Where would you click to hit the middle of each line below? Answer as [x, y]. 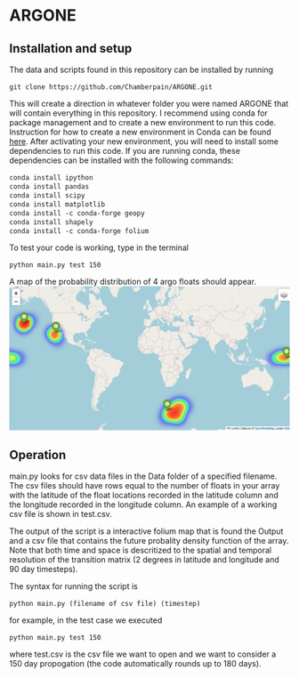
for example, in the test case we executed [86, 620]
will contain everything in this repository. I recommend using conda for [139, 113]
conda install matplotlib [57, 205]
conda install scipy [48, 196]
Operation [38, 455]
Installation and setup [71, 48]
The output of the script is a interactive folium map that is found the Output [146, 531]
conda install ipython [51, 178]
